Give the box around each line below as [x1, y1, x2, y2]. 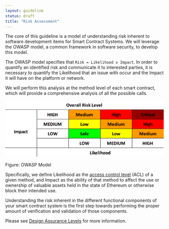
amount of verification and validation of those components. [5, 208, 128, 214]
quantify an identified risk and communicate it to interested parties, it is [5, 65, 153, 71]
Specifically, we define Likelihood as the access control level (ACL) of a [5, 171, 153, 178]
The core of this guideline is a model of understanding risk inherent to [5, 33, 150, 39]
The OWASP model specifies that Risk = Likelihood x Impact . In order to [5, 59, 158, 65]
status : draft [5, 13, 35, 19]
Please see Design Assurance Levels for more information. [5, 217, 127, 224]
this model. [5, 49, 29, 55]
